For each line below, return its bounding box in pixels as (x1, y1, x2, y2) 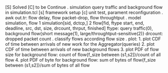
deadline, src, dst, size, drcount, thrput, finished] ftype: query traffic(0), (5, 25, 153, 31)
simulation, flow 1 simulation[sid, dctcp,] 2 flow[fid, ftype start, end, (5, 20, 144, 26)
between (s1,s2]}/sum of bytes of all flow (5, 62, 90, 68)
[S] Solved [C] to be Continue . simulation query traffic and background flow (5, 4, 163, 10)
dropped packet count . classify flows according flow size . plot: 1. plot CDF (5, 36, 161, 42)
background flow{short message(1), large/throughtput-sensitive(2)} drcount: (5, 31, 163, 36)
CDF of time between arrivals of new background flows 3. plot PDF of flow (5, 47, 159, 52)
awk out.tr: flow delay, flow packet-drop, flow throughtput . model (5, 15, 141, 20)
